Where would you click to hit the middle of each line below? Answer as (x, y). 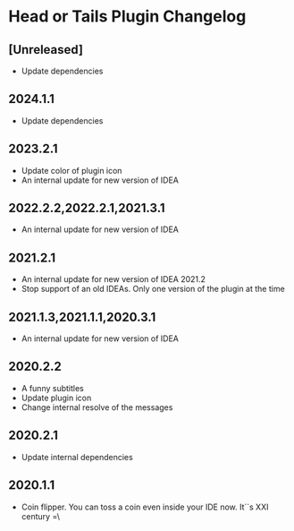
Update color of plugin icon (71, 170)
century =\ (40, 516)
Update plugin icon (56, 398)
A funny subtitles (52, 388)
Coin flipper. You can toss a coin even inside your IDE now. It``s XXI (145, 507)
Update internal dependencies (77, 457)
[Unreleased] (46, 50)
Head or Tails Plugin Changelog (127, 17)
